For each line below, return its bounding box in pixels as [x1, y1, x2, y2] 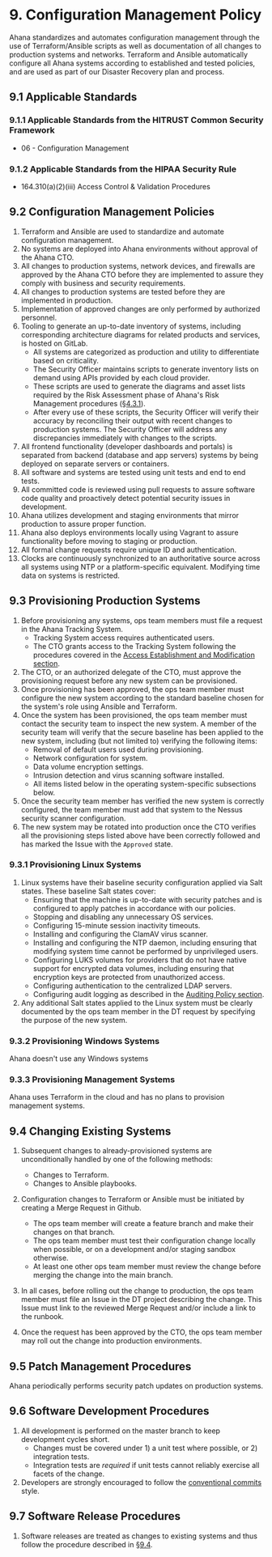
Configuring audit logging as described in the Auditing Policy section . [32, 989, 265, 999]
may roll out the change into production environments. [20, 1336, 202, 1346]
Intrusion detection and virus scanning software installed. [32, 770, 225, 780]
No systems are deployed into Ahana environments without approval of [20, 244, 258, 253]
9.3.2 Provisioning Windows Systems [9, 1035, 160, 1046]
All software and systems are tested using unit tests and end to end [20, 467, 246, 477]
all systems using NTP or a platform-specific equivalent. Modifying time [20, 562, 261, 571]
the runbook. [20, 1312, 64, 1322]
